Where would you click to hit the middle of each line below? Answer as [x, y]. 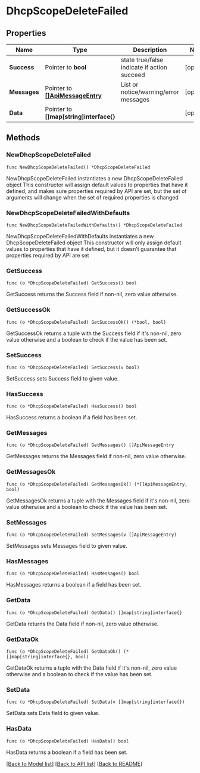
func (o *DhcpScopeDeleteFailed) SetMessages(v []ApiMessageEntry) [92, 535]
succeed [133, 75]
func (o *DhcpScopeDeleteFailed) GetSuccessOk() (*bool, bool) [86, 322]
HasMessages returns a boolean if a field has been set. [74, 585]
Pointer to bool [66, 67]
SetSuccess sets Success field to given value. [62, 378]
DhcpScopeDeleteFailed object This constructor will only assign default [94, 243]
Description [150, 50]
